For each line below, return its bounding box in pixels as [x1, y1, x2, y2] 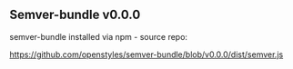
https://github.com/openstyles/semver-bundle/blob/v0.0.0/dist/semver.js [9, 49, 284, 60]
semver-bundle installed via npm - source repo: [9, 31, 188, 42]
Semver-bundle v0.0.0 [9, 7, 141, 23]
